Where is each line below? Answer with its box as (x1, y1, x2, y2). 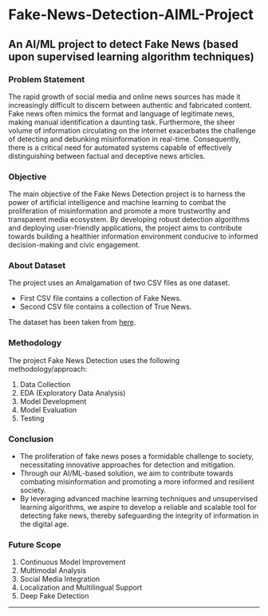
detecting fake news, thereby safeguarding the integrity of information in (19, 511, 259, 520)
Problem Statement (8, 73, 85, 85)
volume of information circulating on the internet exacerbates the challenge (8, 125, 257, 135)
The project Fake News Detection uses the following (8, 355, 180, 365)
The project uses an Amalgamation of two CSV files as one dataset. (8, 278, 231, 288)
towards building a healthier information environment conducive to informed (8, 231, 258, 241)
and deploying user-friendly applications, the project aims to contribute (8, 223, 242, 233)
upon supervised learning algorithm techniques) (8, 49, 254, 63)
